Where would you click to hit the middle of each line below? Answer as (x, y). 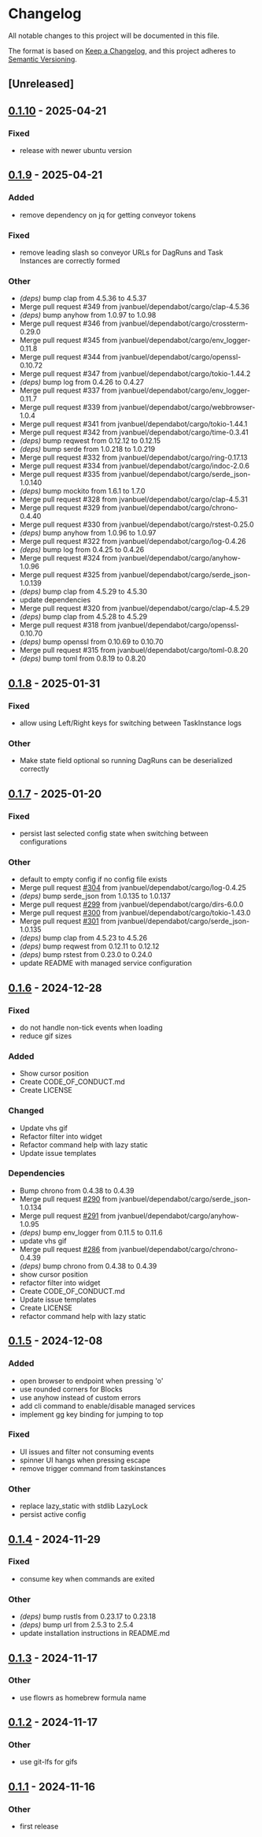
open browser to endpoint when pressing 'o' (91, 1381)
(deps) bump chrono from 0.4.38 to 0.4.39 (88, 1265)
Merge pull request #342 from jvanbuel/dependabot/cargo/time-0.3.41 (134, 432)
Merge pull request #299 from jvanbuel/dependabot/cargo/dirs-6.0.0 (131, 904)
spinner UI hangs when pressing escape (85, 1460)
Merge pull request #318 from (68, 625)
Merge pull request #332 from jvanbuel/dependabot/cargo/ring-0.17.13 (133, 457)
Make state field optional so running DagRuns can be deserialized (126, 761)
